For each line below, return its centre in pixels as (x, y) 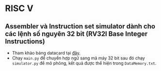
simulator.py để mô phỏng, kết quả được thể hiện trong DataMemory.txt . (84, 63)
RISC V (19, 8)
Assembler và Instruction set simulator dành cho (80, 26)
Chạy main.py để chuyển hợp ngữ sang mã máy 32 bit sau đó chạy (79, 58)
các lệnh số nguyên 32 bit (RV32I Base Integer (76, 34)
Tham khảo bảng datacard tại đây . (46, 53)
